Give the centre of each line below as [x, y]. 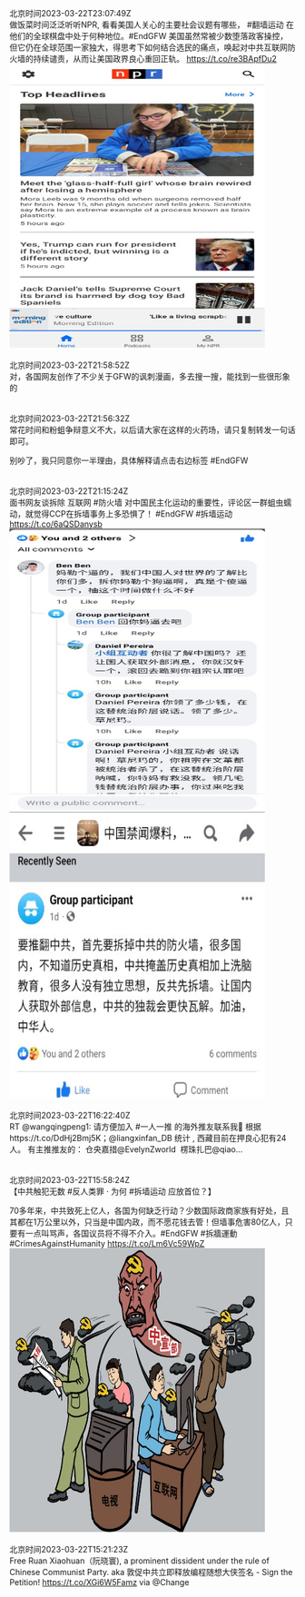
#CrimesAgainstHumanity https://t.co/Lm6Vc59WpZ [107, 1243]
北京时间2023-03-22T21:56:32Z [69, 419]
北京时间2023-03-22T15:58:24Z [69, 1180]
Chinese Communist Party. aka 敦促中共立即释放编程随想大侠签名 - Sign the [151, 1572]
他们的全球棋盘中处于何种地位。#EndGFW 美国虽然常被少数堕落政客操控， [149, 36]
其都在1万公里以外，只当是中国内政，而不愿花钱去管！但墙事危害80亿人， [148, 1222]
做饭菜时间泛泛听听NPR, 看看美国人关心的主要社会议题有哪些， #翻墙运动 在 [152, 25]
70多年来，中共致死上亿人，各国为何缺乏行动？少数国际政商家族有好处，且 [149, 1211]
